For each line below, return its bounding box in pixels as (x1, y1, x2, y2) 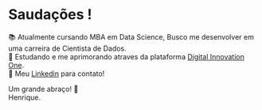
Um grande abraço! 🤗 (8, 84, 79, 93)
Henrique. (8, 93, 41, 102)
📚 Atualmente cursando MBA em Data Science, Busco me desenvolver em (8, 32, 255, 41)
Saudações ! (8, 6, 93, 24)
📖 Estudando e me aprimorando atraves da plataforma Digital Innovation (8, 51, 244, 61)
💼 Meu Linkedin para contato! (8, 69, 105, 78)
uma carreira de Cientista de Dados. (8, 44, 127, 53)
